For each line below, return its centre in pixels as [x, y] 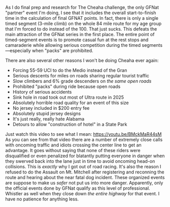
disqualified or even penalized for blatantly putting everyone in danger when [85, 156]
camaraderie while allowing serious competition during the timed [73, 45]
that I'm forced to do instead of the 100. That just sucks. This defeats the [81, 29]
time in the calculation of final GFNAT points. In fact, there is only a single [82, 18]
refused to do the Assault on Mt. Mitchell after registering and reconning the [85, 172]
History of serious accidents [42, 92]
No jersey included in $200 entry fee [51, 108]
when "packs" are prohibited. [63, 51]
